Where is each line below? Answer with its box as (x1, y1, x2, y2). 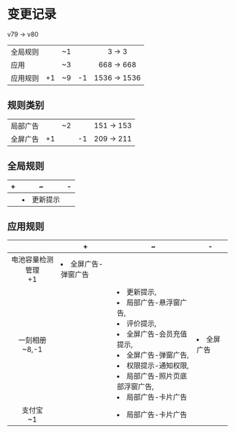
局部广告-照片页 (126, 371, 180, 381)
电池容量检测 (11, 255, 54, 265)
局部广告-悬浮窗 (126, 298, 180, 308)
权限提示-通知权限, (126, 361, 190, 371)
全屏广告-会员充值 (126, 329, 187, 339)
